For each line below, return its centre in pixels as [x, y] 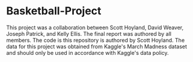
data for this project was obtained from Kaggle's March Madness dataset [97, 46]
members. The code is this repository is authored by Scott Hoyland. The [96, 40]
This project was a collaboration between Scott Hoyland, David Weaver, [95, 27]
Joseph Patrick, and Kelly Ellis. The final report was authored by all [89, 33]
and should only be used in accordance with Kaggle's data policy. [88, 52]
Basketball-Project [54, 11]
